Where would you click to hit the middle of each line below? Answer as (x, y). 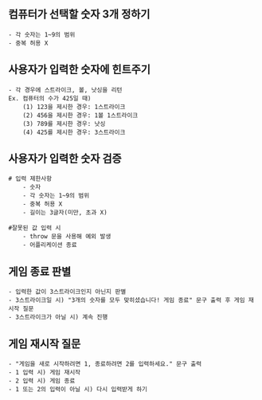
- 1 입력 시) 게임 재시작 (45, 373)
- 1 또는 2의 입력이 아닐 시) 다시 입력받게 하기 (78, 390)
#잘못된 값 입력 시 (35, 228)
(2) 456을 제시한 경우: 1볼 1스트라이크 (80, 115)
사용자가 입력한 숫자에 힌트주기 (80, 70)
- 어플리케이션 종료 (50, 245)
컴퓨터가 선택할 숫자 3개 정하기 (79, 14)
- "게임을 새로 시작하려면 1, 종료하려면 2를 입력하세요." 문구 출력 (105, 364)
